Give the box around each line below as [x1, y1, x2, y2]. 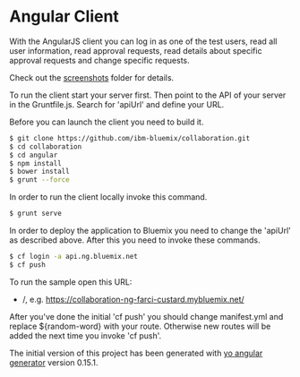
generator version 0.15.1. [9, 356, 99, 368]
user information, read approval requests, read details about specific [9, 45, 262, 56]
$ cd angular [9, 150, 58, 159]
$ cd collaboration [9, 141, 82, 151]
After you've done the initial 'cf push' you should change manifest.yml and [9, 311, 284, 321]
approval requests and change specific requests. [9, 55, 190, 65]
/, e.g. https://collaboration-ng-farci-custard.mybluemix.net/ [21, 294, 244, 304]
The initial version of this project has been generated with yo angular [9, 347, 263, 358]
